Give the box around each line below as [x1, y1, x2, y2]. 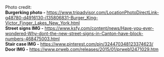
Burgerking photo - [5, 9, 46, 15]
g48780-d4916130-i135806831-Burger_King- [5, 15, 98, 20]
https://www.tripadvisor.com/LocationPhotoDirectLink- [46, 9, 160, 15]
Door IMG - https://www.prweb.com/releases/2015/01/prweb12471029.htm [5, 47, 159, 52]
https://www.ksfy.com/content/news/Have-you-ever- [44, 25, 155, 31]
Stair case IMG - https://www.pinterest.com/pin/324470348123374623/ [5, 41, 154, 47]
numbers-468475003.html [5, 36, 60, 42]
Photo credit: [5, 4, 32, 10]
